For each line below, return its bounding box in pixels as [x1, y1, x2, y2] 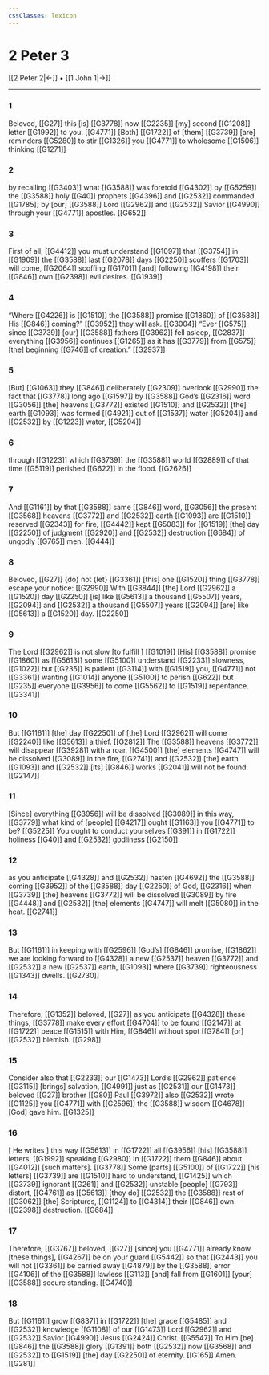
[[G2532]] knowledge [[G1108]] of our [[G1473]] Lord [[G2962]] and [8, 1324, 232, 1334]
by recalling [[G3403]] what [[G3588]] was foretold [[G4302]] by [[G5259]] [8, 182, 257, 193]
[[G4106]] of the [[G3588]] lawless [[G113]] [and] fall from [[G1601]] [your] [8, 1269, 252, 1279]
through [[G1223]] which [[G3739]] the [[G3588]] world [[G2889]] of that [8, 455, 250, 465]
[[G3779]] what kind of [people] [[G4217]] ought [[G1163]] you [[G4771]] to [8, 817, 255, 827]
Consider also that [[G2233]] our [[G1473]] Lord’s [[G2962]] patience [8, 1073, 236, 1083]
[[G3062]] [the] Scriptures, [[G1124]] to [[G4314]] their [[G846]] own [8, 1197, 235, 1206]
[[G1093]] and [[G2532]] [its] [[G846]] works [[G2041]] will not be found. [8, 762, 249, 772]
